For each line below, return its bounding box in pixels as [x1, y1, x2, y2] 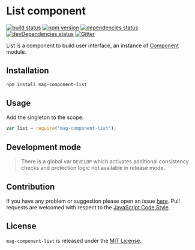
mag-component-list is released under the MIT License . [6, 237, 142, 244]
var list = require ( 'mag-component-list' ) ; [6, 126, 117, 132]
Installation [6, 66, 49, 76]
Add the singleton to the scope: [6, 114, 84, 121]
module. [6, 48, 27, 55]
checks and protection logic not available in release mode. [20, 164, 166, 172]
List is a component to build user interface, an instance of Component [6, 42, 179, 49]
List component [6, 4, 86, 18]
